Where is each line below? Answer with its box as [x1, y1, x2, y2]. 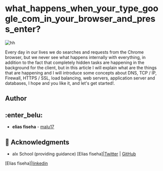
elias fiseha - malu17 [12, 124, 54, 130]
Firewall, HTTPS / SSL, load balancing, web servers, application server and [5, 75, 155, 81]
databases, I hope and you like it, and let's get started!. [5, 80, 115, 86]
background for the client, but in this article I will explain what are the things [5, 64, 157, 71]
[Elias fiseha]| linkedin [5, 160, 48, 166]
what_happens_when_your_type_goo [5, 3, 159, 14]
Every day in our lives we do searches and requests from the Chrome [5, 49, 144, 55]
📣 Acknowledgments [5, 138, 70, 146]
